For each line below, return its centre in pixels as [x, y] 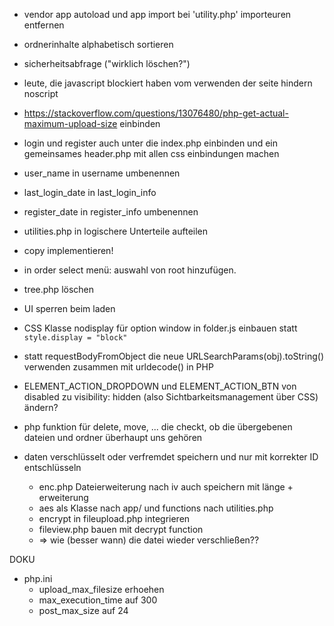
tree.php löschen [59, 289]
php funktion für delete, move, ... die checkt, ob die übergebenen [158, 427]
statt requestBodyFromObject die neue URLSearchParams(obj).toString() [173, 356]
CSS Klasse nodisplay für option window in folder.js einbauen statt [160, 328]
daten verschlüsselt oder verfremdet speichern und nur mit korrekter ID [171, 457]
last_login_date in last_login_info [90, 192]
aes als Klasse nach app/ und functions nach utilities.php [156, 508]
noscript [41, 93]
